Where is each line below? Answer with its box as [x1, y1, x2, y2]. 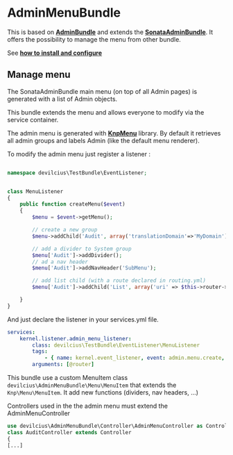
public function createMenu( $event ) [19, 201, 126, 208]
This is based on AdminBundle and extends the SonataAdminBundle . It [7, 28, 214, 36]
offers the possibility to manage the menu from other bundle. [7, 35, 182, 43]
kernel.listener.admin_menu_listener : [19, 335, 132, 342]
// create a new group [32, 226, 98, 233]
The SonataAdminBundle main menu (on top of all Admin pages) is [7, 87, 198, 95]
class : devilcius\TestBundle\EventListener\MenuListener [32, 342, 200, 349]
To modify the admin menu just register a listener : [7, 149, 151, 158]
